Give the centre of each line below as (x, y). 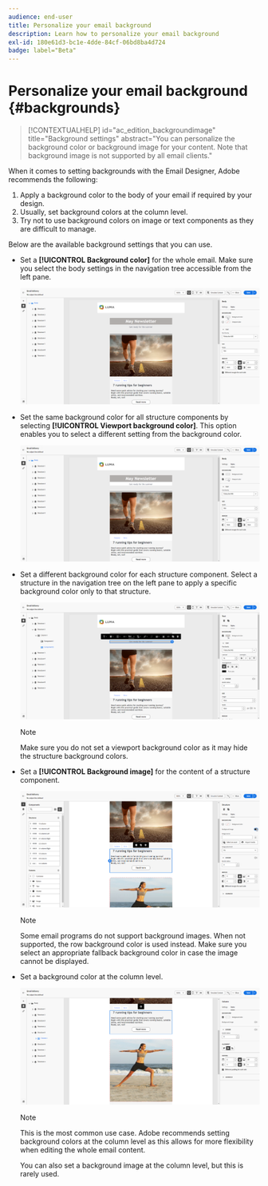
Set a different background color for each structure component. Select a (138, 574)
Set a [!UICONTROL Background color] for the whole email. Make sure (136, 260)
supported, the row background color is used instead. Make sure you (133, 944)
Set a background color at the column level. (91, 977)
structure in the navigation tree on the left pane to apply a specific (128, 582)
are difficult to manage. (58, 229)
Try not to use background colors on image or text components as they (136, 220)
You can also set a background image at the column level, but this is (132, 1165)
